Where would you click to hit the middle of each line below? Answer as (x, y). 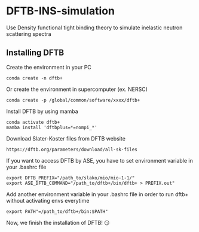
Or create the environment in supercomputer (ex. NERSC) (77, 89)
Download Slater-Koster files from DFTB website (66, 138)
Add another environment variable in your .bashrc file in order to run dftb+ (97, 194)
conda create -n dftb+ (34, 78)
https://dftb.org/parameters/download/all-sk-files (72, 149)
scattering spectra (29, 33)
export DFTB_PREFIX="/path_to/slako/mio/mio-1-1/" (71, 178)
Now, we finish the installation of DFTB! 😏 (58, 222)
